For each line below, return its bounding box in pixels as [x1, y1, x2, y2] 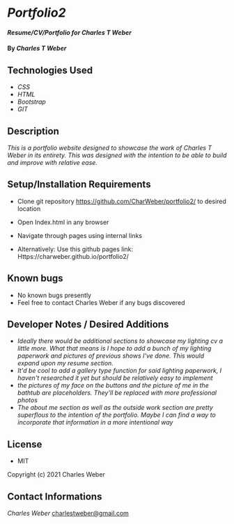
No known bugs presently [17, 291, 92, 299]
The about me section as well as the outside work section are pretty [17, 404, 214, 412]
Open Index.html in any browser [17, 218, 109, 226]
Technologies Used [7, 64, 93, 76]
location [17, 204, 41, 213]
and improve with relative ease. [7, 159, 97, 166]
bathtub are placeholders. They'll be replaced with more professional [17, 388, 217, 397]
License [7, 438, 42, 450]
